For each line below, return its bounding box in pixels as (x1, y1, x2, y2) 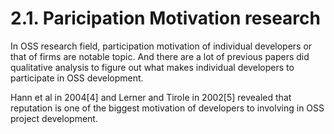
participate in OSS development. (10, 72, 144, 84)
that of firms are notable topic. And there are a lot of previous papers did (10, 50, 310, 62)
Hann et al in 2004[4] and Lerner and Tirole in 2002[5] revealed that (10, 91, 292, 103)
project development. (10, 112, 98, 124)
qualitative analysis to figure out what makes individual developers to (10, 61, 295, 73)
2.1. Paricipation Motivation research (10, 7, 321, 30)
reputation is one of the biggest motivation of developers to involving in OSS (10, 102, 325, 114)
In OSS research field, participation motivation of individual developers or (10, 40, 313, 52)
